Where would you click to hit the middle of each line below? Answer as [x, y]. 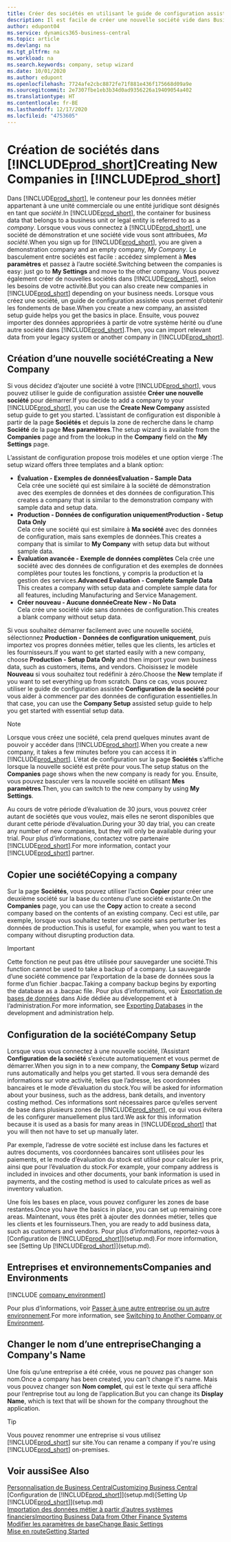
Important [21, 948]
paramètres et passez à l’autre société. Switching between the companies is [115, 264]
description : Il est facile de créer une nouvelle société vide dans [109, 20]
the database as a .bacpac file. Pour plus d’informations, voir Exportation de [115, 991]
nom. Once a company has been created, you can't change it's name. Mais [112, 1379]
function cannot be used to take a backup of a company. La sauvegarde [109, 969]
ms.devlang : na [29, 45]
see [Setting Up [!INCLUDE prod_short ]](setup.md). [79, 1246]
